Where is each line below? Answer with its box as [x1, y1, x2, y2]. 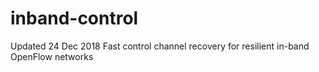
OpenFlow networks [10, 50, 94, 62]
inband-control [10, 7, 139, 30]
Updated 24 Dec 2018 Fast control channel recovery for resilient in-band [10, 40, 310, 52]
